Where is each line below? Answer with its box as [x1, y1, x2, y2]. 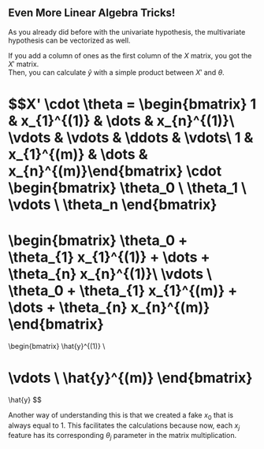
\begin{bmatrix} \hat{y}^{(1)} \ [8, 341, 106, 351]
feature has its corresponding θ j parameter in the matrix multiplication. [8, 431, 237, 442]
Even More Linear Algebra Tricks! [8, 6, 176, 20]
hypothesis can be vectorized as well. [8, 35, 131, 45]
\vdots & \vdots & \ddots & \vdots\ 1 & [8, 129, 254, 147]
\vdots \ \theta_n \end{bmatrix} [8, 196, 218, 213]
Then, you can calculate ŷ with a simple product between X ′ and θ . [8, 67, 225, 77]
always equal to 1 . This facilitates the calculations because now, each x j [8, 421, 240, 432]
